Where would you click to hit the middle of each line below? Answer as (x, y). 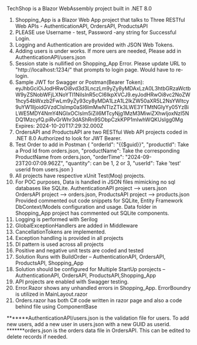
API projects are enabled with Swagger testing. (72, 282)
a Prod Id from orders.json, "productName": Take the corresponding (97, 151)
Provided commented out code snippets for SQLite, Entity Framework (99, 201)
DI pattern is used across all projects (60, 244)
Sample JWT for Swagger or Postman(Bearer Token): (79, 82)
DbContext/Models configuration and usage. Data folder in (86, 207)
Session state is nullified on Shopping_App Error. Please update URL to (101, 63)
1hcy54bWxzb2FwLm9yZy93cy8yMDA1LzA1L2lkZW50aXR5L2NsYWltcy (102, 101)
